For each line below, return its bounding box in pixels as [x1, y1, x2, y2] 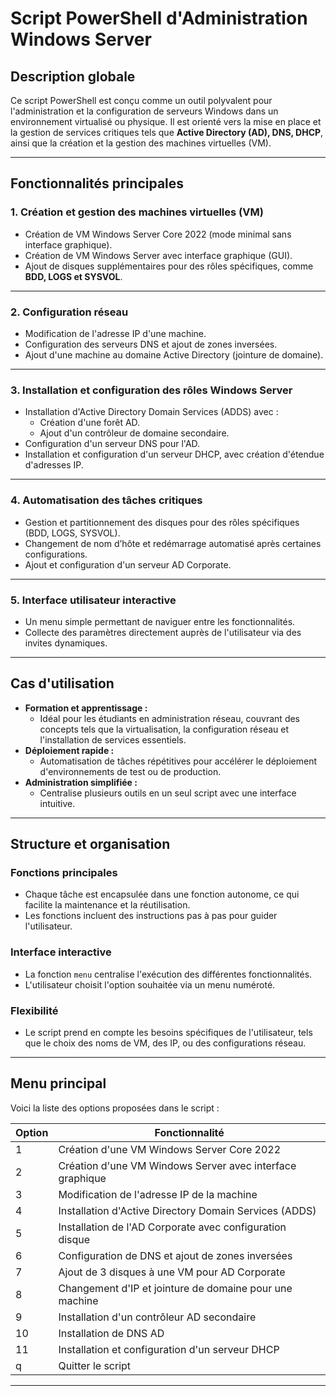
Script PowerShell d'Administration [10, 7, 308, 30]
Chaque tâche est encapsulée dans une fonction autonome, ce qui [24, 888, 300, 901]
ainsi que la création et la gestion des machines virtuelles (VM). [10, 137, 272, 149]
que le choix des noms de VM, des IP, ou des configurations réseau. [24, 1037, 307, 1049]
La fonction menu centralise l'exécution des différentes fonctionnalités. [24, 968, 313, 980]
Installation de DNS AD [58, 1326, 165, 1340]
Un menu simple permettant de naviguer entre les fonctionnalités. [24, 615, 296, 627]
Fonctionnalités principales [10, 175, 185, 192]
